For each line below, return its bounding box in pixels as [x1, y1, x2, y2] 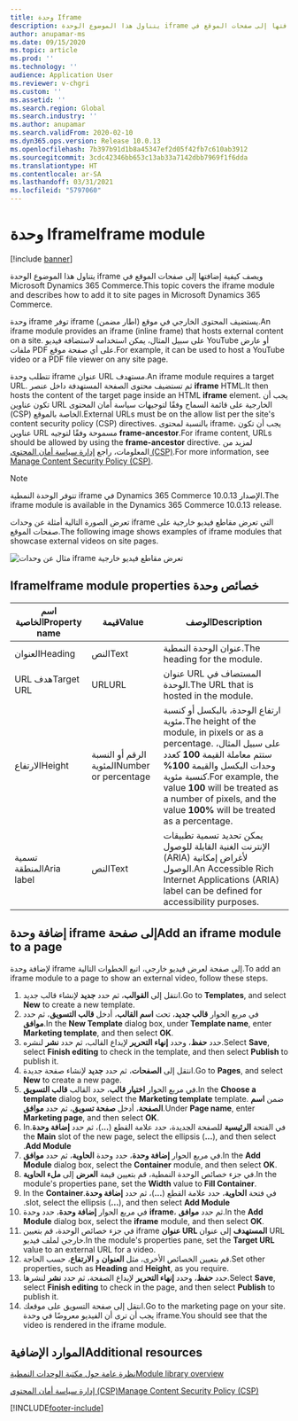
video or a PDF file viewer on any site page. [10, 354, 169, 364]
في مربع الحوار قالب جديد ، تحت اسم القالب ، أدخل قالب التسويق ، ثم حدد [22, 1008, 259, 1019]
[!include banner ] [10, 254, 73, 264]
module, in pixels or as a [163, 726, 264, 738]
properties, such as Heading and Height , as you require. [22, 1262, 229, 1273]
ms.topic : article [10, 46, 78, 55]
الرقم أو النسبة [91, 748, 147, 761]
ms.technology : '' [10, 63, 78, 72]
